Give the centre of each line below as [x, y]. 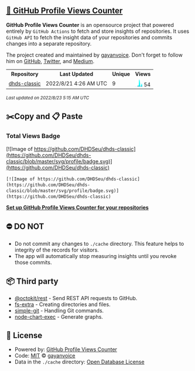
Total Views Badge [33, 136]
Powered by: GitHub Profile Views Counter [66, 349]
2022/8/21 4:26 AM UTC [76, 83]
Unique [121, 74]
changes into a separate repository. [49, 43]
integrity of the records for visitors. [57, 250]
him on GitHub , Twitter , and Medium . [50, 61]
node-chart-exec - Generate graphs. [59, 317]
